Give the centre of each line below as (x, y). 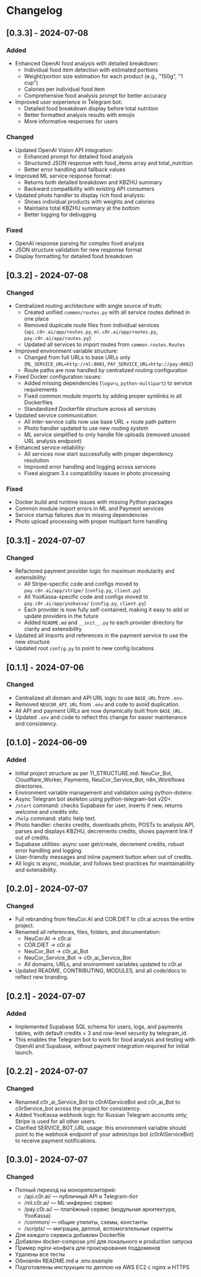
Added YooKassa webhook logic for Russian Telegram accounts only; (101, 1115)
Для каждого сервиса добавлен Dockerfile (70, 1235)
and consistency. (36, 723)
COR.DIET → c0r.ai (47, 945)
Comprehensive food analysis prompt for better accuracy (95, 95)
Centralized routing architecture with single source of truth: (89, 306)
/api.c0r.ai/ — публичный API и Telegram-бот (81, 1196)
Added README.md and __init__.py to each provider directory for (104, 622)
